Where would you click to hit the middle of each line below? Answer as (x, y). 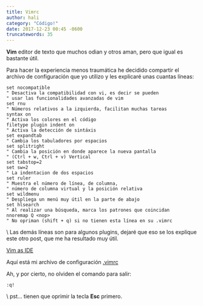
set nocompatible (28, 88)
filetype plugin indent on (40, 125)
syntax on (19, 114)
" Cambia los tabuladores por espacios (57, 141)
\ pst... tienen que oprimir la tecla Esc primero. (64, 296)
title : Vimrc (23, 12)
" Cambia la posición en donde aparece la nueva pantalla (81, 152)
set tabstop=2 (24, 162)
